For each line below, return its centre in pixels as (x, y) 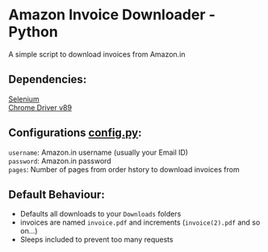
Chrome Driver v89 (40, 107)
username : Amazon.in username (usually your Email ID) (98, 152)
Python (33, 32)
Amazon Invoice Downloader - (112, 15)
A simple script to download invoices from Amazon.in (97, 54)
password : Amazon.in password (60, 161)
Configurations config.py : (75, 133)
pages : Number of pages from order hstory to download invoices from (124, 169)
